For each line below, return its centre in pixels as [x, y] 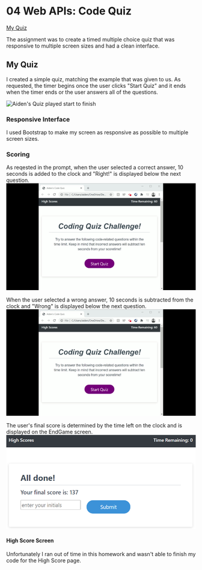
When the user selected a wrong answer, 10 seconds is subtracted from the [100, 300]
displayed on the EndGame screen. [50, 432]
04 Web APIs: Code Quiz [69, 11]
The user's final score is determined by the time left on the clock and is [94, 426]
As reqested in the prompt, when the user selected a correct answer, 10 [95, 167]
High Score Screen [30, 541]
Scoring [18, 154]
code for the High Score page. [44, 560]
